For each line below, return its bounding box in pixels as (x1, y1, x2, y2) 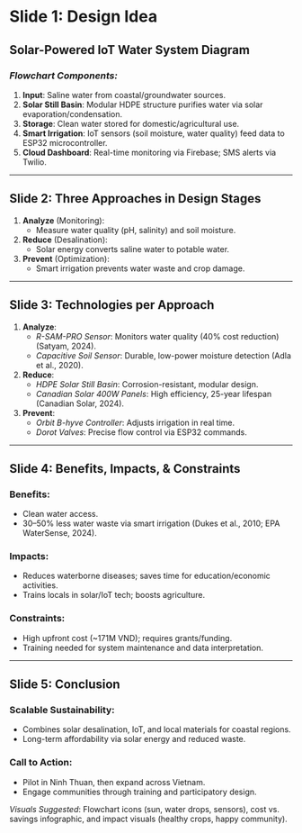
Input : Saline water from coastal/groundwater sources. (22, 89, 226, 100)
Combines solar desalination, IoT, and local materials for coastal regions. (22, 724, 291, 735)
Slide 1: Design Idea (9, 6, 158, 27)
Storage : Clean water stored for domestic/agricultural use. (22, 118, 240, 129)
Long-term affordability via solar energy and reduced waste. (22, 734, 246, 745)
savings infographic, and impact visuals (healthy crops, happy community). (9, 813, 288, 824)
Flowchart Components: (9, 69, 119, 82)
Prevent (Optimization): (22, 253, 110, 264)
